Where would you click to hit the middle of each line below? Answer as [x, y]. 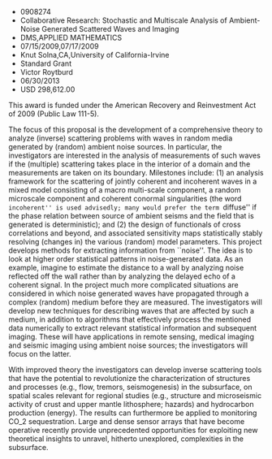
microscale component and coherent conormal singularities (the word [125, 199]
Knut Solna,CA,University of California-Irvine [95, 55]
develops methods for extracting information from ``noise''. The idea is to [131, 250]
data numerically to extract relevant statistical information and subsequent [133, 328]
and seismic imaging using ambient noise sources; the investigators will [128, 345]
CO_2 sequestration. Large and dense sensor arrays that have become [127, 421]
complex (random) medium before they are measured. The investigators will [135, 302]
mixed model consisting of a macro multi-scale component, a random [125, 190]
